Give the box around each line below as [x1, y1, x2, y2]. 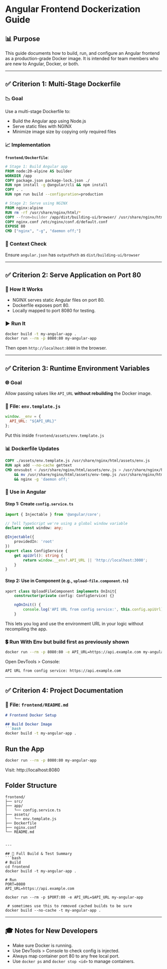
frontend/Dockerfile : [5, 154, 49, 160]
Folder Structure [5, 781, 57, 790]
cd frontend [5, 864, 30, 869]
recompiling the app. [5, 626, 48, 632]
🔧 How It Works [5, 285, 43, 292]
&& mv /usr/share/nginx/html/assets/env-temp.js [14, 472, 117, 477]
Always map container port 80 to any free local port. [12, 953, 120, 959]
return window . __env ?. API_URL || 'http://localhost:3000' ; [23, 558, 148, 563]
